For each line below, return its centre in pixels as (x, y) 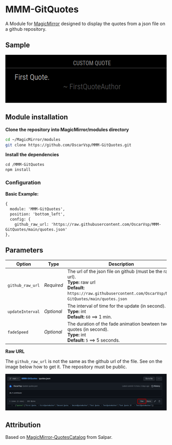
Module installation (37, 117)
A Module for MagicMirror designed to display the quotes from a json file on (85, 24)
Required (54, 285)
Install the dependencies (32, 155)
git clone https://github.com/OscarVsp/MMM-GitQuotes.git (68, 145)
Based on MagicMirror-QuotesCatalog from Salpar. (59, 437)
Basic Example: (22, 194)
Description (121, 264)
